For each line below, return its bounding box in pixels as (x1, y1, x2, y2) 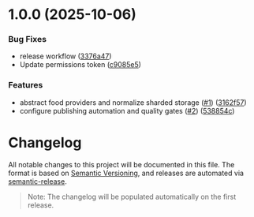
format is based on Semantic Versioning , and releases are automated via (8, 168, 245, 178)
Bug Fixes (8, 34, 47, 45)
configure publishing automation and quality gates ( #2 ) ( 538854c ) (19, 106, 235, 115)
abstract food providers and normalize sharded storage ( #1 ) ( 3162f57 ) (19, 97, 247, 107)
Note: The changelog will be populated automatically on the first (27, 192, 237, 201)
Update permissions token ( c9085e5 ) (19, 60, 142, 69)
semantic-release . (8, 176, 67, 186)
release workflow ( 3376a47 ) (19, 51, 112, 61)
